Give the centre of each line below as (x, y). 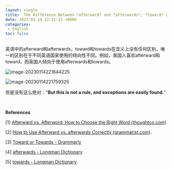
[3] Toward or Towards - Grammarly (43, 142)
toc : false (17, 34)
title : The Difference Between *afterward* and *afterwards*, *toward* (84, 15)
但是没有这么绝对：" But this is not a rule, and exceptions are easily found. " (86, 92)
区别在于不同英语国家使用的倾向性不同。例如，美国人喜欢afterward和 (87, 55)
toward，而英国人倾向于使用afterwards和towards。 (59, 62)
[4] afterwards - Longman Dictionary (44, 152)
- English (18, 29)
